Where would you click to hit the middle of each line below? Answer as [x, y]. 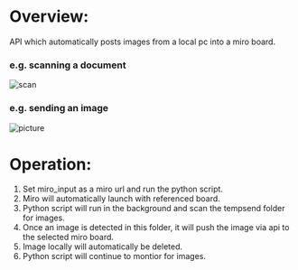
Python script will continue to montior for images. [114, 256]
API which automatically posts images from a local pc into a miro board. [143, 42]
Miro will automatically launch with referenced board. [121, 199]
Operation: [51, 164]
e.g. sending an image [59, 108]
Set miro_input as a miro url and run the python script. [123, 189]
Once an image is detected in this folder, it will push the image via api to [156, 228]
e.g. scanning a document [68, 65]
